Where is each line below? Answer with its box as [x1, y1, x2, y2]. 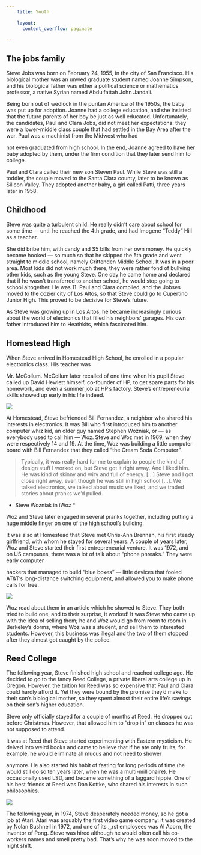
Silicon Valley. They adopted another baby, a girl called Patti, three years [6, 181, 185, 188]
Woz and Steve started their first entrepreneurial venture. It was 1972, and [6, 544, 189, 551]
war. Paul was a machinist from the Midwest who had [6, 132, 138, 139]
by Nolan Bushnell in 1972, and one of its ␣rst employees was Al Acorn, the [6, 823, 192, 830]
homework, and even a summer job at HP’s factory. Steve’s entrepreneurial [6, 385, 191, 392]
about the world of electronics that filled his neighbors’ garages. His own [6, 314, 186, 322]
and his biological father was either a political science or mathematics [6, 82, 179, 89]
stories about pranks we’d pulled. [20, 489, 103, 497]
